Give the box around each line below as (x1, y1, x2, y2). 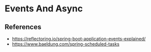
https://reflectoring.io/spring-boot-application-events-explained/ (11, 36, 146, 42)
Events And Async (4, 3, 83, 14)
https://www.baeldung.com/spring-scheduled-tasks (11, 41, 119, 47)
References (4, 23, 41, 31)
